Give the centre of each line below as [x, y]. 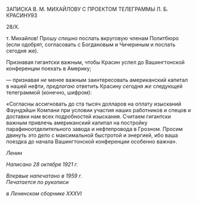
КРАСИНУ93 [22, 15]
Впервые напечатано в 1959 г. [44, 176]
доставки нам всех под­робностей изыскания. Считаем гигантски [88, 116]
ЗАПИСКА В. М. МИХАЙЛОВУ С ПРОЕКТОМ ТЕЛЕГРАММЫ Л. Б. [87, 9]
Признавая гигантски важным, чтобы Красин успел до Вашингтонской [95, 62]
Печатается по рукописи [37, 182]
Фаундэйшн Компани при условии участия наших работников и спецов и [99, 110]
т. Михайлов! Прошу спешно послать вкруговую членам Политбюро [92, 38]
